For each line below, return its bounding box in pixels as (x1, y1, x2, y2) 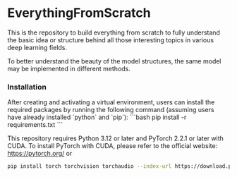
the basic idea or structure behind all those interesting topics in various (7, 35, 214, 44)
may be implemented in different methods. (7, 64, 130, 73)
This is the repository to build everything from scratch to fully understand (7, 28, 221, 37)
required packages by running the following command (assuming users (7, 106, 214, 114)
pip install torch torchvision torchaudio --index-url (7, 163, 172, 170)
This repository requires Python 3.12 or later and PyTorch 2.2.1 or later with (7, 134, 224, 142)
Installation (7, 82, 47, 92)
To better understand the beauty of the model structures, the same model (7, 56, 221, 65)
